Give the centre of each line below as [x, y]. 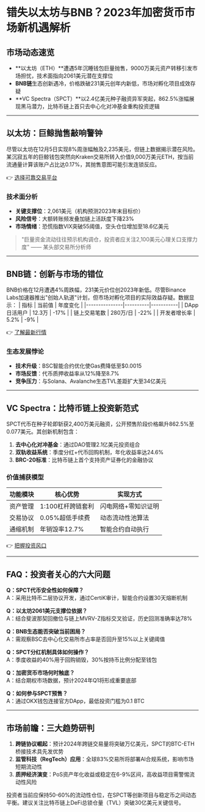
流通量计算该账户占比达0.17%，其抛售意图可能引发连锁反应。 [83, 164]
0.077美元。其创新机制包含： [43, 432]
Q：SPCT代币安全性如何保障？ [45, 590]
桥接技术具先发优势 [39, 751]
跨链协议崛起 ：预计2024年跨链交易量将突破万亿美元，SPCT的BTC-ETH [105, 744]
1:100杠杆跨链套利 [67, 506]
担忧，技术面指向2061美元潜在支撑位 [67, 76]
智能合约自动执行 [124, 530]
